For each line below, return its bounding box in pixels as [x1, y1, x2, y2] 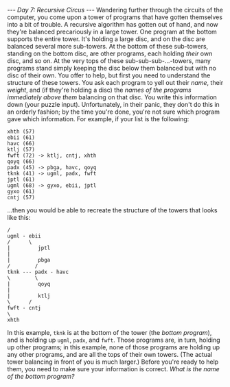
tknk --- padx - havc [7, 269, 69, 275]
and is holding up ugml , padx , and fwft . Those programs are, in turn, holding [7, 336, 221, 344]
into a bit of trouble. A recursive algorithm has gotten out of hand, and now [7, 21, 218, 28]
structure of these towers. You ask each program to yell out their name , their [7, 79, 224, 86]
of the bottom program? [7, 373, 75, 380]
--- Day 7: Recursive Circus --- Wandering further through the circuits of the [7, 6, 223, 14]
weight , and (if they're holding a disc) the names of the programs [7, 86, 192, 94]
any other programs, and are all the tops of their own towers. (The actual [7, 351, 213, 358]
